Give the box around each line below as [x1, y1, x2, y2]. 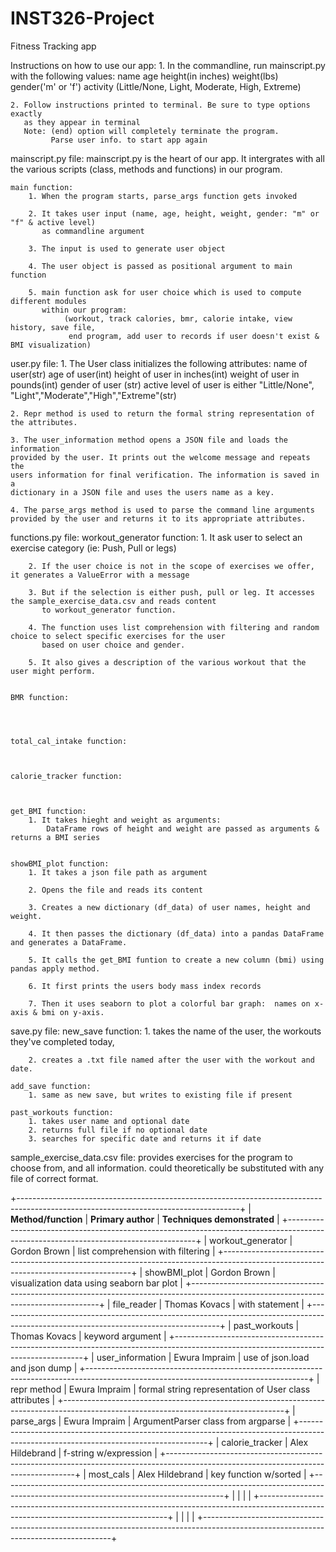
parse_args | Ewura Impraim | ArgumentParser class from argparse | [10, 1415, 292, 1427]
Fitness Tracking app [10, 40, 97, 52]
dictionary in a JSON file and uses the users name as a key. [10, 487, 275, 497]
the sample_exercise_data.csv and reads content [10, 596, 217, 606]
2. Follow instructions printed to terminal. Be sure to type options [10, 100, 311, 110]
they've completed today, [10, 1035, 115, 1047]
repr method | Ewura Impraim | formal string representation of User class [10, 1383, 311, 1395]
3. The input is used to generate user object [28, 243, 226, 254]
